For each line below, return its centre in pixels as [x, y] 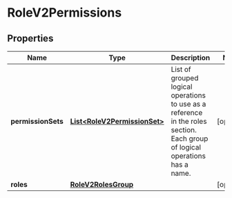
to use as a [188, 104]
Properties [30, 38]
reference [187, 112]
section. [184, 130]
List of [181, 69]
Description [191, 58]
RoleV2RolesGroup [102, 184]
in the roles [189, 121]
